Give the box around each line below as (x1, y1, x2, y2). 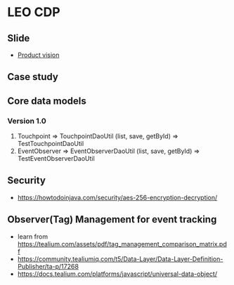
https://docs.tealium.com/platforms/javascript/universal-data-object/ (17, 270, 218, 278)
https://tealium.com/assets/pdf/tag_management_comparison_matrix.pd (17, 239, 227, 248)
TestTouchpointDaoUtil (17, 140, 84, 148)
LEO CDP (7, 4, 61, 20)
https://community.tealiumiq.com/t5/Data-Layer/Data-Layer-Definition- (17, 254, 223, 263)
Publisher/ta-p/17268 (17, 262, 79, 270)
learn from (17, 232, 48, 241)
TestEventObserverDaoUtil (17, 154, 95, 163)
